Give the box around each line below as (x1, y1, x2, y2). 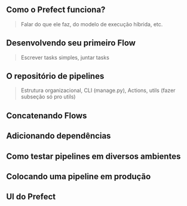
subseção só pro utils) (20, 93, 76, 100)
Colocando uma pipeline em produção (6, 171, 151, 182)
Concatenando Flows (6, 110, 87, 121)
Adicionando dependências (6, 131, 111, 141)
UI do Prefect (6, 192, 56, 202)
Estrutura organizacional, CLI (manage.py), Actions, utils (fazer (20, 87, 176, 94)
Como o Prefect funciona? (6, 5, 106, 15)
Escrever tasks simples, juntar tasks (20, 54, 109, 61)
